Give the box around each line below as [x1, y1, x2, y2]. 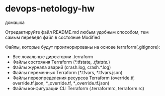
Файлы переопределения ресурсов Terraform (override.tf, [12, 75, 135, 81]
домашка [5, 19, 25, 25]
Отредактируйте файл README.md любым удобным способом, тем [5, 29, 149, 35]
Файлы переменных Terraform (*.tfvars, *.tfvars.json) [12, 69, 123, 75]
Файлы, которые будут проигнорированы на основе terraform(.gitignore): [5, 44, 161, 50]
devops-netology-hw [5, 3, 95, 14]
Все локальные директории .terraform [12, 53, 93, 60]
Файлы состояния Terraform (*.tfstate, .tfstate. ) [12, 59, 110, 65]
